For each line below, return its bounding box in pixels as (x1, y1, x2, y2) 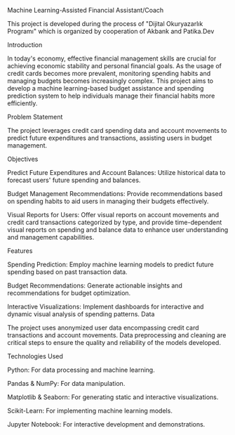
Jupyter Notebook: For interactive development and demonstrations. (7, 420, 206, 428)
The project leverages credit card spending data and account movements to (7, 126, 227, 134)
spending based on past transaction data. (7, 268, 128, 276)
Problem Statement (7, 112, 63, 121)
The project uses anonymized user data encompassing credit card (7, 323, 199, 332)
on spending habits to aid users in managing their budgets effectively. (7, 197, 209, 205)
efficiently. (7, 99, 38, 108)
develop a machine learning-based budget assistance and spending (7, 84, 204, 92)
